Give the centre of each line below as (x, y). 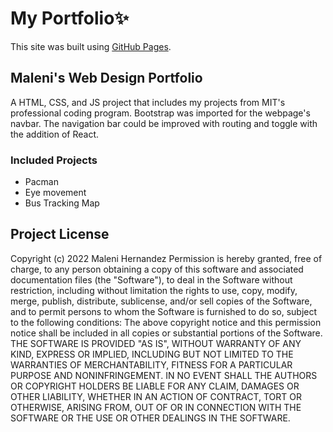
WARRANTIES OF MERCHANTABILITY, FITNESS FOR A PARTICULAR (151, 364)
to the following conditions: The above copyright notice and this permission (166, 322)
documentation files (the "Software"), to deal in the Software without (151, 279)
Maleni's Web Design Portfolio (106, 78)
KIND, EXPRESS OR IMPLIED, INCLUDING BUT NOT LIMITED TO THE (152, 354)
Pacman (41, 182)
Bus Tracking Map (62, 203)
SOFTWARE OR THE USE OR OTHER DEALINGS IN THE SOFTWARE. (150, 418)
